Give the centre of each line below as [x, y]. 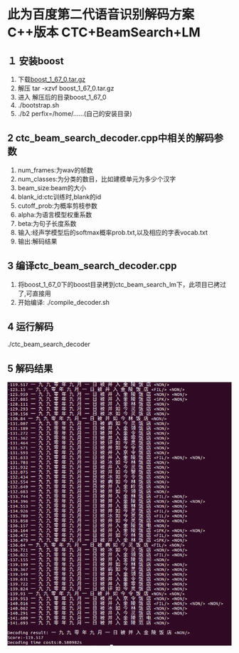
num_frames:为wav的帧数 [55, 170]
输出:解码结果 [37, 241]
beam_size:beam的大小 [52, 188]
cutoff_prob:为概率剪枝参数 [57, 205]
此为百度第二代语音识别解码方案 [101, 15]
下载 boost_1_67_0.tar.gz [52, 79]
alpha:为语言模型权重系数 [55, 214]
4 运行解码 [31, 327]
